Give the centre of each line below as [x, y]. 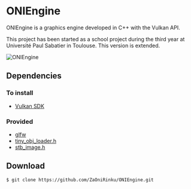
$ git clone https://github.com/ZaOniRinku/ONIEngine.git [80, 180]
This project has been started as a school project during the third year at [95, 39]
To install [20, 93]
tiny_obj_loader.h [36, 141]
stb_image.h [30, 147]
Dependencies [34, 76]
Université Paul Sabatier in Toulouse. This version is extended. [83, 45]
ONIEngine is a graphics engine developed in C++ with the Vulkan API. [93, 28]
